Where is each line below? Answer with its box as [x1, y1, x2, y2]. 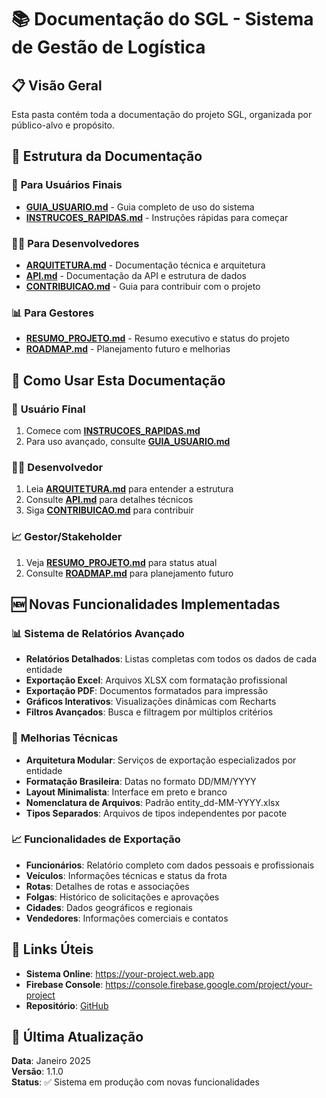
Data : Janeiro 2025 [11, 1055, 91, 1067]
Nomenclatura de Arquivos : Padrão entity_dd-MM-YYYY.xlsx [25, 796, 281, 808]
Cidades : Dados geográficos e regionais [25, 901, 193, 913]
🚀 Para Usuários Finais [11, 178, 123, 192]
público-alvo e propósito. [11, 119, 116, 131]
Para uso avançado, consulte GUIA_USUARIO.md [25, 435, 231, 447]
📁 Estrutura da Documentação [11, 148, 203, 165]
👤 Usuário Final [11, 402, 86, 416]
